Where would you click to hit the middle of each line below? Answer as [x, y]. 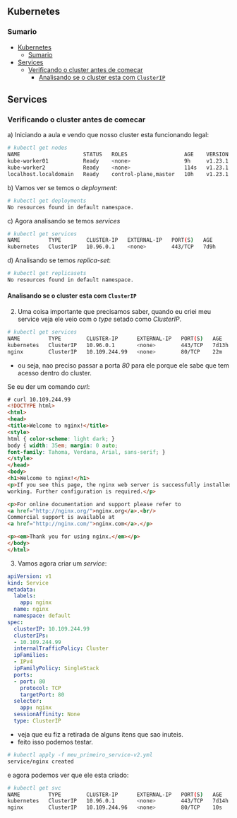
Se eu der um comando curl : [49, 386]
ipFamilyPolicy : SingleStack [56, 668]
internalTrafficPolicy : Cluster [61, 649]
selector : [28, 701]
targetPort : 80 [42, 695]
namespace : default [42, 616]
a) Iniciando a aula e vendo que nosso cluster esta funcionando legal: [108, 135]
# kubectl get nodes [38, 148]
